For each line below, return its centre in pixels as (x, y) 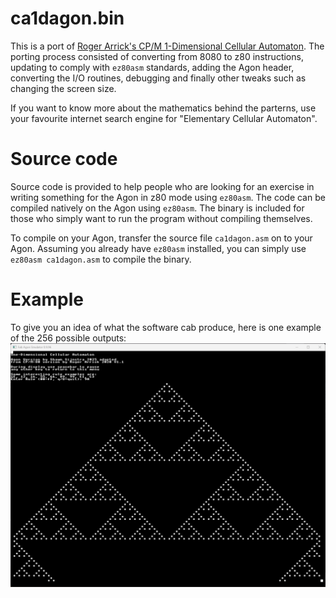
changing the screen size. (63, 88)
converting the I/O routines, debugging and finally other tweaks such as (158, 78)
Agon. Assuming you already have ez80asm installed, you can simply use (158, 248)
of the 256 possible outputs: (68, 338)
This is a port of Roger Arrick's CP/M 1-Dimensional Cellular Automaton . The (167, 46)
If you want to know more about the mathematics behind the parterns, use (163, 108)
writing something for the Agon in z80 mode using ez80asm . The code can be (168, 197)
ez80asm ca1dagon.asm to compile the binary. (101, 259)
